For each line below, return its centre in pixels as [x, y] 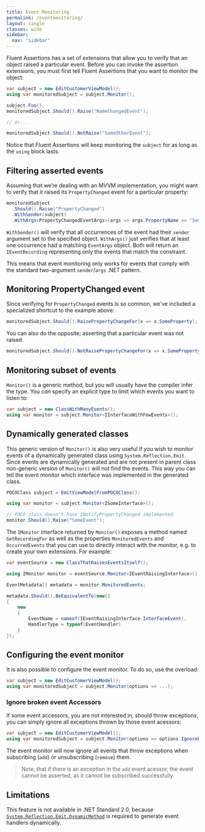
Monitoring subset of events [61, 370]
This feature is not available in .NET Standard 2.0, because [80, 810]
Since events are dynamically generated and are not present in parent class [101, 462]
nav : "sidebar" [31, 40]
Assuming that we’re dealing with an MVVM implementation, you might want [102, 186]
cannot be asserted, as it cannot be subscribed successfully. [98, 776]
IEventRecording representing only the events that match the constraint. [97, 251]
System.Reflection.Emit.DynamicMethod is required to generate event [92, 816]
